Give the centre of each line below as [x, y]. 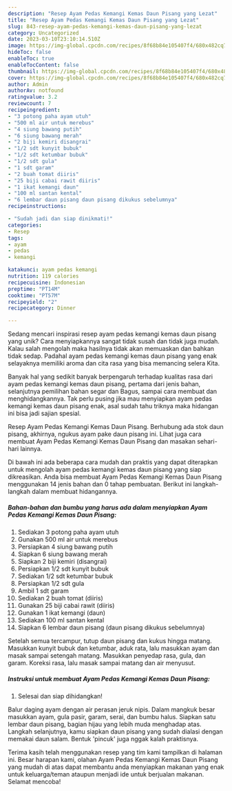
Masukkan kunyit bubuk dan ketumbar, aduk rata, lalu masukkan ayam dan [114, 648]
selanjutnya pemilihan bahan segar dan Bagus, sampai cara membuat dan [113, 392]
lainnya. [31, 449]
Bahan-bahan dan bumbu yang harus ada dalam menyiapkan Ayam [108, 507]
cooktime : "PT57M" [34, 295]
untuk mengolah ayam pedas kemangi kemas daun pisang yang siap [105, 470]
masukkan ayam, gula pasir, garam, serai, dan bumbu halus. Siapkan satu [112, 717]
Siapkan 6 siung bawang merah [63, 554]
